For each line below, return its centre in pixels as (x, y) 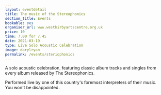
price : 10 (15, 32)
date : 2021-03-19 (23, 41)
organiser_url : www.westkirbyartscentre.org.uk (54, 27)
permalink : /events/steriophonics (40, 54)
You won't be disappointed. (32, 88)
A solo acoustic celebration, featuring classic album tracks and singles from (81, 68)
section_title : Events (28, 18)
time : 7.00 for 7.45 (26, 37)
